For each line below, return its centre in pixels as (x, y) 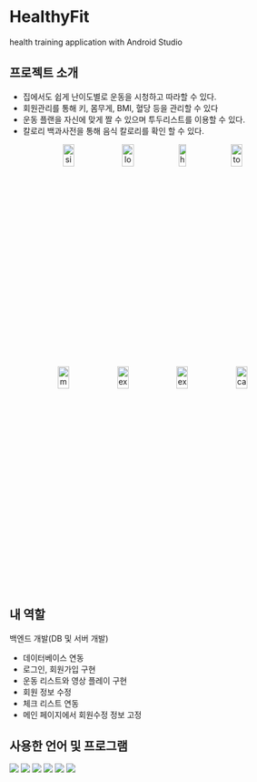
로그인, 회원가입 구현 (59, 669)
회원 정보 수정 (47, 692)
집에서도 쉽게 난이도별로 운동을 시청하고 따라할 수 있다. (119, 97)
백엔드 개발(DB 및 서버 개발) (59, 638)
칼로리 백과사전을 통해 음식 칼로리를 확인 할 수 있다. (113, 130)
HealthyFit (49, 17)
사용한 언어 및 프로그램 (69, 746)
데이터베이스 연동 (53, 657)
